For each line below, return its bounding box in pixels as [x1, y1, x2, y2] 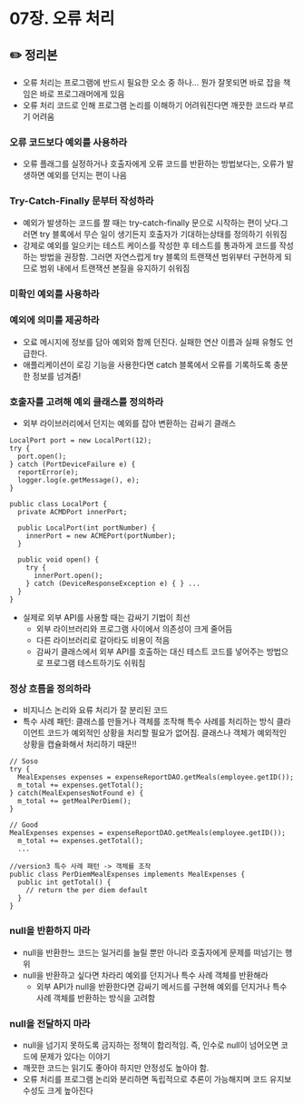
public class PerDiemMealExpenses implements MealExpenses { [9, 870, 246, 880]
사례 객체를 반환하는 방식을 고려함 [35, 992, 156, 1003]
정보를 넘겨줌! [32, 370, 82, 382]
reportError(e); [17, 468, 79, 477]
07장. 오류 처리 [9, 8, 115, 29]
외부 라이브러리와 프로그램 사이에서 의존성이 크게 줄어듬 [35, 623, 233, 634]
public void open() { [17, 555, 100, 564]
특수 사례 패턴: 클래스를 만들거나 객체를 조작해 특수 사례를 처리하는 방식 [22, 716, 275, 727]
